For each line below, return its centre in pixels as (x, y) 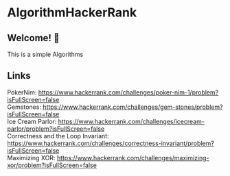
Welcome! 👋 (33, 38)
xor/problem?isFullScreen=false (52, 165)
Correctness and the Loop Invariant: (58, 136)
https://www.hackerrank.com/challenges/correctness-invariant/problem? (111, 143)
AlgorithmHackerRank (72, 13)
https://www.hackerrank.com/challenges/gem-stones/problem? (133, 107)
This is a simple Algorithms (45, 54)
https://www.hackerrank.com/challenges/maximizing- (133, 158)
